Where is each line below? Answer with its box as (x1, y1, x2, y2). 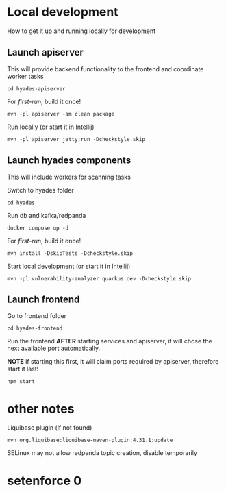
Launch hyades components (7, 155, 131, 167)
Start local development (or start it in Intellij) (7, 262, 131, 270)
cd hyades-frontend (7, 325, 63, 332)
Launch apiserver (7, 47, 84, 58)
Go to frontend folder (7, 312, 67, 320)
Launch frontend (7, 293, 80, 305)
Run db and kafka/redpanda (7, 211, 86, 219)
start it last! (7, 365, 39, 373)
